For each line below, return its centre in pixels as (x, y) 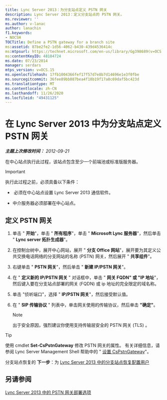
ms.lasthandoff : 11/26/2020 (34, 93)
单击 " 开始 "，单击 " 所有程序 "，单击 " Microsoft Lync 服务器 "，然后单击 (86, 233)
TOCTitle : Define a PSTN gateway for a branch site (60, 42)
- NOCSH (13, 38)
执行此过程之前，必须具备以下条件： (42, 182)
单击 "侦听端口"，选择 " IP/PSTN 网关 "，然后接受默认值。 (71, 294)
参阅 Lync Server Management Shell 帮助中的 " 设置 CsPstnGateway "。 (78, 351)
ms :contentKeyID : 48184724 (33, 56)
